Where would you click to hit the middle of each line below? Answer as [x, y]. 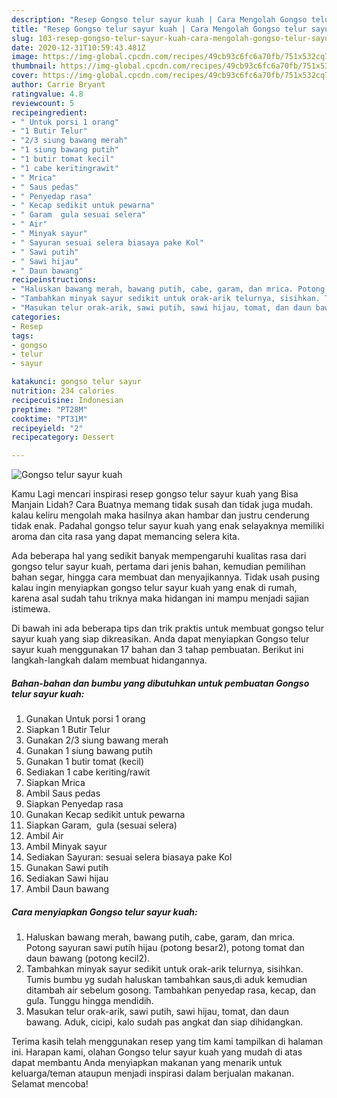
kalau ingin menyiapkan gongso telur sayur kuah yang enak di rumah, [154, 588]
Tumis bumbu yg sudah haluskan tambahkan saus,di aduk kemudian [166, 980]
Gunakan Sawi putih [67, 868]
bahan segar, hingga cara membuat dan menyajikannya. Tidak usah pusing [165, 577]
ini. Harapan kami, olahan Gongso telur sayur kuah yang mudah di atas [157, 1052]
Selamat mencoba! [50, 1084]
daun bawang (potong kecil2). [88, 958]
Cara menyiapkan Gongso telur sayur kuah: [104, 912]
